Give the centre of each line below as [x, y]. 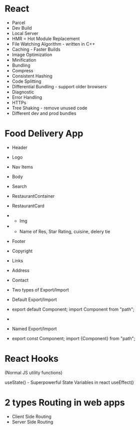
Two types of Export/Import [40, 290]
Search [19, 186]
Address [20, 270]
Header [20, 147]
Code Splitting [26, 81]
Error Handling [27, 97]
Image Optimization [32, 54]
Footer [19, 241]
